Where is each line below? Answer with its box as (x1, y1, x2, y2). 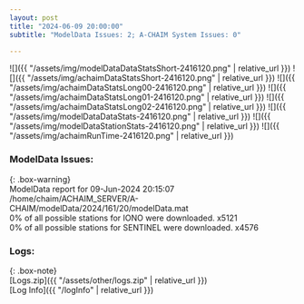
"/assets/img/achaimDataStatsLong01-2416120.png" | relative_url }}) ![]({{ (9, 92, 285, 103)
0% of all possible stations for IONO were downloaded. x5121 (9, 212, 238, 223)
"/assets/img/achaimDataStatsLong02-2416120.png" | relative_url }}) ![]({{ (9, 102, 287, 113)
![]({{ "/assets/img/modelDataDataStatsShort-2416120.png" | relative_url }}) (9, 63, 291, 74)
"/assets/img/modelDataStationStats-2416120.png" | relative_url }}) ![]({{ (9, 121, 279, 132)
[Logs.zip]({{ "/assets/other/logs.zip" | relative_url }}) (9, 274, 208, 286)
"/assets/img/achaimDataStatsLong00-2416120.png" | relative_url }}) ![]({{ (9, 83, 287, 93)
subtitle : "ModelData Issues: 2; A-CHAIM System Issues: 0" (9, 30, 242, 39)
